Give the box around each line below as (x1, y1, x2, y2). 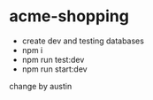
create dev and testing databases (21, 35, 144, 46)
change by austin (9, 81, 73, 91)
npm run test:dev (21, 54, 85, 65)
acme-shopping (9, 6, 130, 27)
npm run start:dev (21, 64, 88, 74)
